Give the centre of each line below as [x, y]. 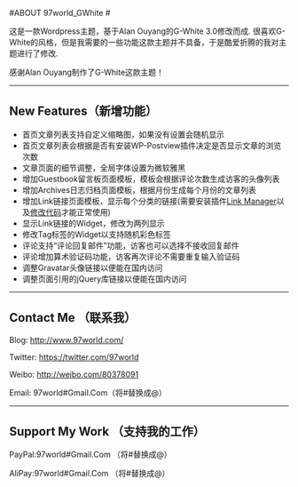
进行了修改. [38, 53]
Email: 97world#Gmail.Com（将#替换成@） [88, 392]
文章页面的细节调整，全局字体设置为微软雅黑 [104, 167]
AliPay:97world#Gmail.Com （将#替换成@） [90, 474]
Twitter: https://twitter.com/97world [74, 357]
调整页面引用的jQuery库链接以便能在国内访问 [104, 278]
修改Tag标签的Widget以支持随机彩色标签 [96, 234]
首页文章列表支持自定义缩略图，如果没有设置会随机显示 [123, 134]
